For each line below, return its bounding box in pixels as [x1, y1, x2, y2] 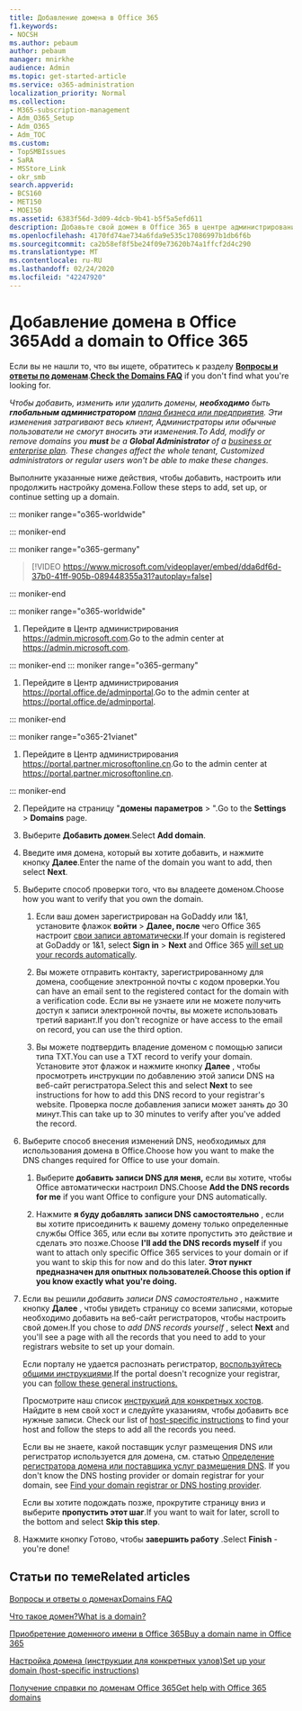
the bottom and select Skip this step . [22, 1515, 160, 1527]
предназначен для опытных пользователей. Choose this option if [35, 1266, 291, 1277]
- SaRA [9, 155, 34, 165]
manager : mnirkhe [9, 55, 75, 64]
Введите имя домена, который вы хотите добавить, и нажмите [22, 847, 264, 858]
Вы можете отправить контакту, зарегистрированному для [35, 966, 263, 978]
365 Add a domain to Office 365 [9, 331, 249, 351]
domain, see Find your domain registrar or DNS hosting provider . [22, 1479, 262, 1490]
